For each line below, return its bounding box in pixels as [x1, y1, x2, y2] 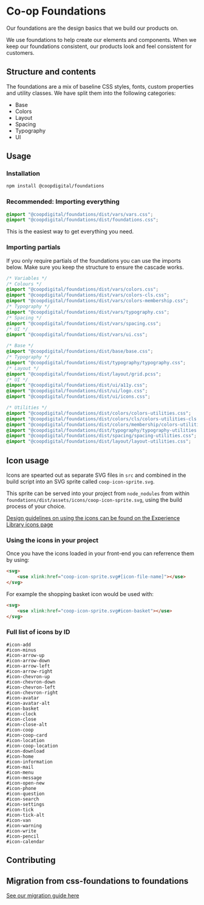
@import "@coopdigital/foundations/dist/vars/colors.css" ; [6, 286, 159, 293]
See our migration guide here [6, 892, 80, 900]
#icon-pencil [6, 833, 39, 839]
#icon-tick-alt [6, 812, 45, 818]
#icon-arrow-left [6, 663, 50, 669]
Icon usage [6, 455, 49, 466]
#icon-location [6, 737, 45, 743]
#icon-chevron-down [6, 679, 56, 685]
